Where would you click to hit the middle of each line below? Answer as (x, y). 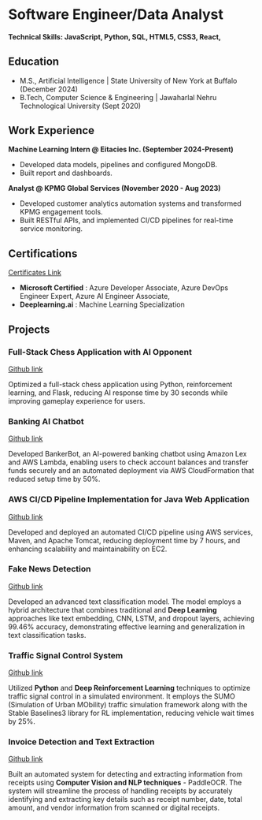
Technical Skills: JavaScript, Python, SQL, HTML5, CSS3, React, (115, 36)
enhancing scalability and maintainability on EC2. (88, 549)
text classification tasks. (47, 635)
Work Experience (52, 130)
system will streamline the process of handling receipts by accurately (120, 791)
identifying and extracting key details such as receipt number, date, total (125, 799)
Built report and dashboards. (66, 173)
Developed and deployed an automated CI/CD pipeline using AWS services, (131, 532)
